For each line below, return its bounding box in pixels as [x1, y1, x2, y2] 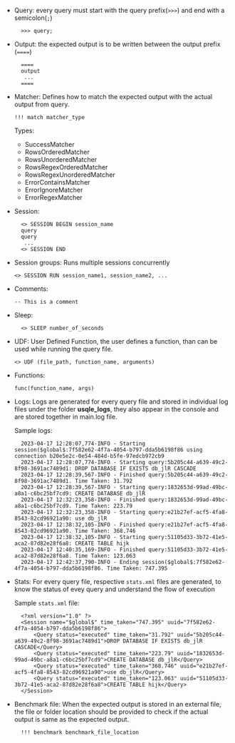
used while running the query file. [14, 345, 113, 353]
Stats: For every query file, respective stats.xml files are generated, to [14, 578, 221, 585]
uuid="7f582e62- [167, 619, 216, 626]
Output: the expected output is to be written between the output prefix [14, 40, 221, 48]
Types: [14, 126, 34, 135]
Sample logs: [14, 426, 53, 434]
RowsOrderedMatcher [24, 148, 90, 156]
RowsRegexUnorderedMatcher [24, 170, 115, 179]
